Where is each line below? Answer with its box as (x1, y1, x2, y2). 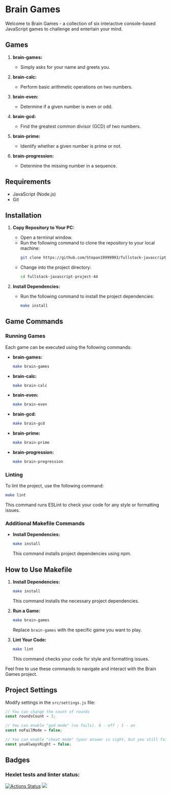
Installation (5, 211, 42, 220)
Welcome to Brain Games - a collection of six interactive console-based (5, 20, 156, 26)
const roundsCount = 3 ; (5, 714, 56, 719)
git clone (20, 255, 42, 260)
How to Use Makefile (5, 565, 72, 574)
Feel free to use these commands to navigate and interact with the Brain (5, 666, 156, 672)
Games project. (5, 671, 38, 677)
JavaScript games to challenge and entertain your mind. (5, 25, 123, 32)
